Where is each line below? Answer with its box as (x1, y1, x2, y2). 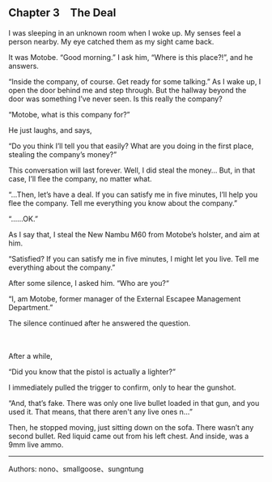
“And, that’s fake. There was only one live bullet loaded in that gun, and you (8, 398, 260, 407)
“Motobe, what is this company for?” (8, 109, 131, 119)
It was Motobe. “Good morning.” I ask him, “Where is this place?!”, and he (8, 52, 253, 62)
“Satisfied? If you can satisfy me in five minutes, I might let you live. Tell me (8, 254, 259, 263)
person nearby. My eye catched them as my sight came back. (8, 36, 215, 46)
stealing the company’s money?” (8, 149, 117, 159)
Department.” (8, 302, 53, 312)
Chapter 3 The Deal (8, 6, 117, 20)
